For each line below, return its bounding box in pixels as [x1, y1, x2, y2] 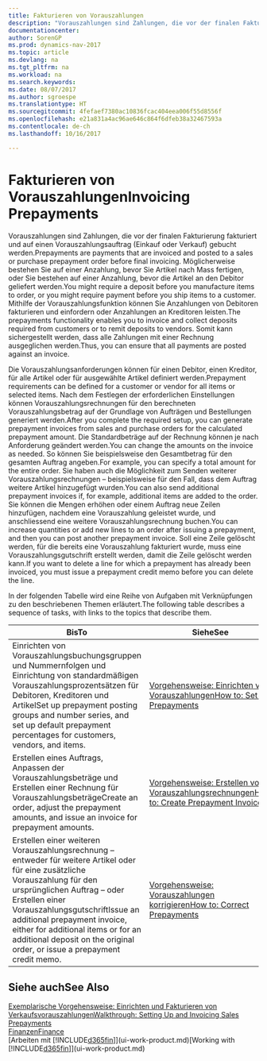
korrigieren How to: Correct [149, 899, 250, 910]
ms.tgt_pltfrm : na [8, 64, 69, 71]
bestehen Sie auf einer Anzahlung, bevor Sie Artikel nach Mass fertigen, [8, 264, 244, 274]
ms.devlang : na [8, 56, 59, 64]
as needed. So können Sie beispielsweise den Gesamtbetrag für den [8, 449, 233, 458]
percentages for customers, [12, 729, 117, 740]
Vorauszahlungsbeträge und [12, 772, 118, 783]
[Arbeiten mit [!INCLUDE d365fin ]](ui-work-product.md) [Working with [8, 1036, 236, 1045]
